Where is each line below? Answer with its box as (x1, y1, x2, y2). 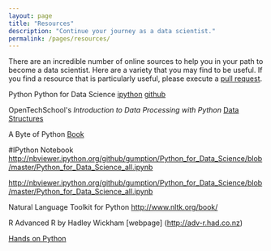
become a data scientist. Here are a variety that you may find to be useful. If (8, 66, 263, 75)
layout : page (8, 11, 53, 20)
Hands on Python (8, 234, 67, 244)
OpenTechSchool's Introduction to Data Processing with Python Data (8, 105, 239, 115)
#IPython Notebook (8, 145, 74, 155)
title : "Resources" (8, 19, 75, 28)
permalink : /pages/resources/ (8, 34, 111, 43)
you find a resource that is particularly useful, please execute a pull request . (8, 74, 263, 83)
